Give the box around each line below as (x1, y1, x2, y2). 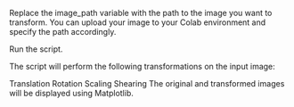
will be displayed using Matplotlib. (9, 88, 134, 98)
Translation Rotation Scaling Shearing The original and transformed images (9, 78, 285, 88)
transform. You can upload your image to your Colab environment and (9, 17, 266, 28)
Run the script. (9, 44, 63, 54)
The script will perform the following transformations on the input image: (9, 62, 276, 71)
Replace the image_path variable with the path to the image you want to (9, 8, 273, 18)
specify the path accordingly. (9, 27, 117, 37)
